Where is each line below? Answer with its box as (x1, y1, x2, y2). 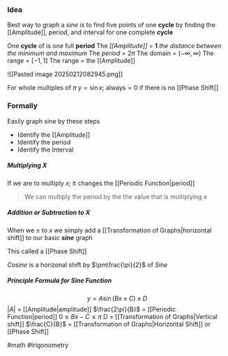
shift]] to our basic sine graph (7, 233, 93, 242)
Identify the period (17, 138, 71, 146)
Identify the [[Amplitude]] (17, 131, 91, 139)
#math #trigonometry (7, 341, 69, 349)
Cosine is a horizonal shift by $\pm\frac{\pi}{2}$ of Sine (7, 260, 168, 269)
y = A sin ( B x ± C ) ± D (86, 294, 148, 302)
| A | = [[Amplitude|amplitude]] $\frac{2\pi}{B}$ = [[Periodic (7, 305, 176, 313)
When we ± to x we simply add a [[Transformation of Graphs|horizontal (7, 225, 212, 235)
